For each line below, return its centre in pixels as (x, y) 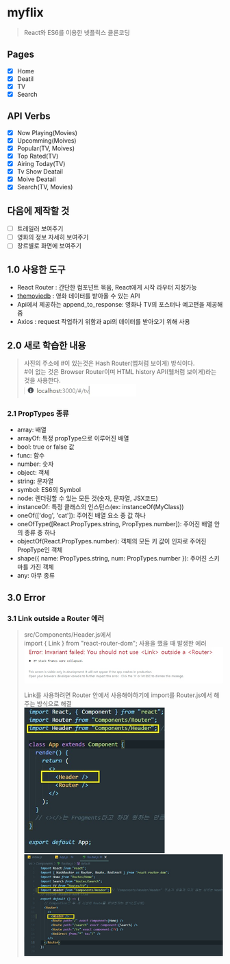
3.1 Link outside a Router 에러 (56, 618)
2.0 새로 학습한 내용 (47, 345)
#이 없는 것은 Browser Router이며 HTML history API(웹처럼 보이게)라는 (120, 371)
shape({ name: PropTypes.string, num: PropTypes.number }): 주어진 (112, 559)
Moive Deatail (36, 179)
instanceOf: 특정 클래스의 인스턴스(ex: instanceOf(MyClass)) (100, 507)
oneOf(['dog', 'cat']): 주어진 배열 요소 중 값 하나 (81, 515)
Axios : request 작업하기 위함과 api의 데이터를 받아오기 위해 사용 (103, 322)
